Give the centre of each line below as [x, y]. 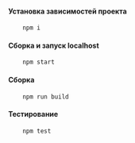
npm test [37, 131]
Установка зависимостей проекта [67, 11]
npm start [39, 62]
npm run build [46, 97]
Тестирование [33, 114]
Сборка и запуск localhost [54, 45]
